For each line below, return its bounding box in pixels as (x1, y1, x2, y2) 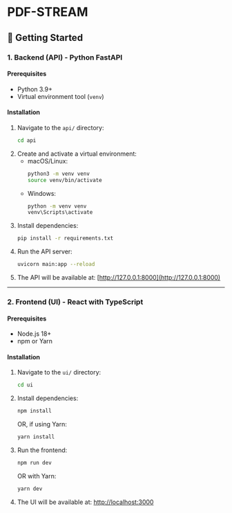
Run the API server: (17, 247, 72, 256)
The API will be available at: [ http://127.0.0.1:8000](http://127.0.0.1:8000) (17, 273, 221, 282)
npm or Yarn (17, 337, 53, 345)
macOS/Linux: (27, 156, 68, 165)
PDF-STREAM (7, 4, 88, 20)
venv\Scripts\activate (27, 209, 93, 216)
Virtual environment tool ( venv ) (17, 92, 105, 100)
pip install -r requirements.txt (17, 235, 114, 242)
